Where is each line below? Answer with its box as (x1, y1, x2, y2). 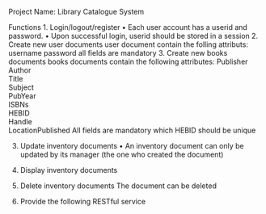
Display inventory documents (19, 166, 118, 174)
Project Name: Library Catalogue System (8, 7, 145, 16)
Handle (8, 117, 32, 126)
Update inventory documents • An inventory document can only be (19, 141, 244, 150)
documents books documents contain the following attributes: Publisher (8, 57, 248, 66)
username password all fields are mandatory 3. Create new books (8, 48, 228, 57)
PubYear (8, 91, 36, 100)
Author (8, 65, 32, 75)
